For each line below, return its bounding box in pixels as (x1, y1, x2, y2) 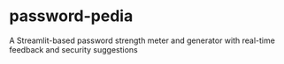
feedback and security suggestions (9, 44, 139, 54)
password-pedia (9, 6, 134, 26)
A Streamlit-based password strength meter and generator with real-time (9, 35, 276, 46)
